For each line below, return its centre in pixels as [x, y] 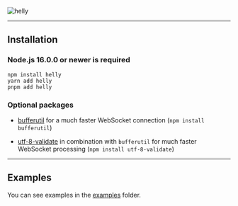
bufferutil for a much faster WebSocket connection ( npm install [111, 120]
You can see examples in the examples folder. [74, 195]
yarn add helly [30, 81]
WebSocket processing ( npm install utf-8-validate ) [96, 149]
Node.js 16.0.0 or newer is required [69, 60]
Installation [33, 40]
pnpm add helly [30, 87]
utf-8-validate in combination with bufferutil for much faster [107, 141]
